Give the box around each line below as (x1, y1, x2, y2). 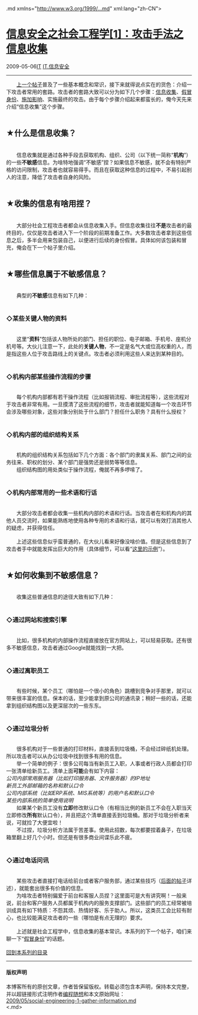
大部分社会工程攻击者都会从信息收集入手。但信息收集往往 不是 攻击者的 (16, 221, 187, 229)
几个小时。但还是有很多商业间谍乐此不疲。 (31, 834, 136, 841)
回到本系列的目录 (6, 948, 48, 955)
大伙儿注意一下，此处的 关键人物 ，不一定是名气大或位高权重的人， (26, 342, 187, 350)
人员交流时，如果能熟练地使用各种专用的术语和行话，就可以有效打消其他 (11, 516, 187, 524)
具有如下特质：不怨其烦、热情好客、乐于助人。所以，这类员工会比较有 (16, 906, 187, 914)
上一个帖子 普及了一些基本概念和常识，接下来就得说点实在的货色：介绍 (16, 81, 187, 88)
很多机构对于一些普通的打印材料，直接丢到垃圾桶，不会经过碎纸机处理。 (16, 745, 192, 752)
